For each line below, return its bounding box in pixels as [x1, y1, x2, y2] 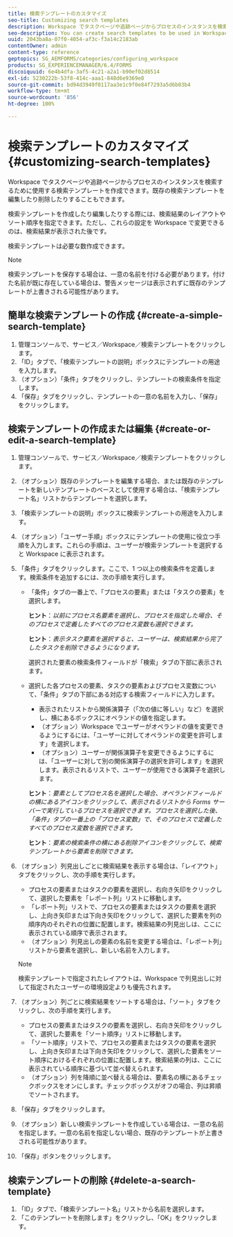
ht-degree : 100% [8, 101, 55, 108]
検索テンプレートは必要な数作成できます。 [8, 241, 129, 250]
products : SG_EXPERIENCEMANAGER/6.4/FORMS [8, 62, 132, 69]
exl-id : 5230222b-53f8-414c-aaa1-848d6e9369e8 [8, 74, 145, 82]
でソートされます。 [28, 1091, 83, 1099]
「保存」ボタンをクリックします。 [17, 1152, 115, 1161]
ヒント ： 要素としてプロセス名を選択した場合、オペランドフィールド [28, 789, 222, 798]
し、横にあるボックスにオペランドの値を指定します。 [38, 714, 189, 722]
